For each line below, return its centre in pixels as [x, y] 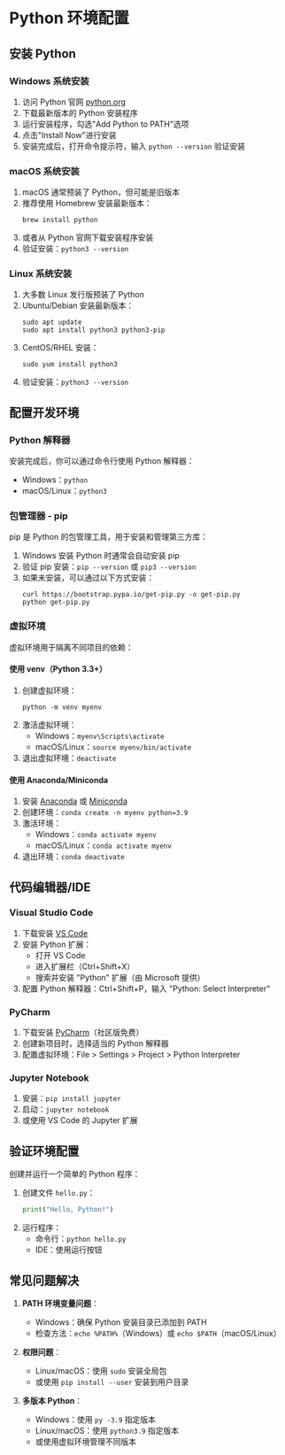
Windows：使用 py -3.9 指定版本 [96, 1419]
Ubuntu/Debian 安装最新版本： [78, 305]
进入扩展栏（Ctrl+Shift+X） [85, 966]
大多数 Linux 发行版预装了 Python [83, 295]
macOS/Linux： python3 [65, 491]
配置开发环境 [44, 412]
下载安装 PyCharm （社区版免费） [83, 1033]
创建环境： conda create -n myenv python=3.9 [105, 812]
